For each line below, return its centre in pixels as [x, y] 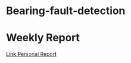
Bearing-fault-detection [66, 11]
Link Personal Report [31, 54]
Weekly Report [43, 38]
